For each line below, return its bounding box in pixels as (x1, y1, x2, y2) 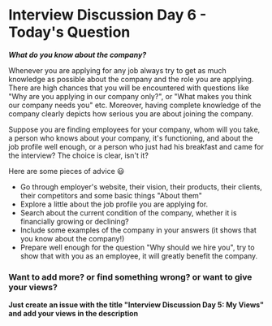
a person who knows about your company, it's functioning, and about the (8, 133, 253, 143)
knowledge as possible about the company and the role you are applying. (8, 74, 254, 84)
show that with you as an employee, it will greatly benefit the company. (19, 250, 258, 261)
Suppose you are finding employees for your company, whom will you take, (8, 124, 261, 134)
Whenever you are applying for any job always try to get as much (8, 65, 227, 75)
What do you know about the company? (8, 50, 147, 59)
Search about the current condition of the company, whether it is (19, 207, 237, 217)
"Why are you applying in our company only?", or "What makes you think (8, 91, 252, 101)
